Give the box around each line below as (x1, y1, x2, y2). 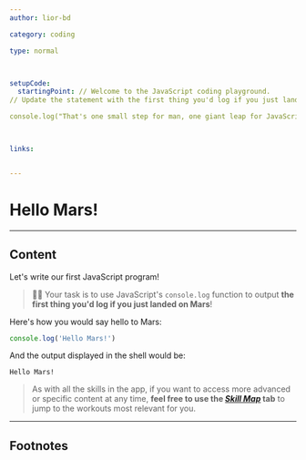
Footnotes (9, 438, 68, 454)
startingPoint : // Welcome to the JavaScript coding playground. (17, 87, 271, 97)
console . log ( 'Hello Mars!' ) (9, 333, 117, 342)
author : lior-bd (9, 13, 71, 23)
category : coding (9, 29, 76, 39)
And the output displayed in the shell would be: (9, 350, 186, 361)
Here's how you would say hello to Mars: (9, 316, 162, 327)
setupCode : (9, 78, 51, 87)
